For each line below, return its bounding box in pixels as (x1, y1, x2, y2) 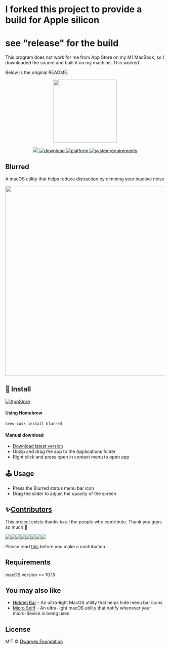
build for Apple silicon (5, 14, 100, 26)
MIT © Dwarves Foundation (5, 638, 63, 644)
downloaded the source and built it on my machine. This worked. (5, 60, 141, 66)
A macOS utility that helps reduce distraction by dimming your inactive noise (5, 176, 164, 182)
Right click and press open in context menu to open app (12, 454, 130, 460)
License (5, 625, 31, 634)
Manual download (5, 432, 44, 438)
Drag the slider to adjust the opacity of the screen (12, 490, 116, 497)
